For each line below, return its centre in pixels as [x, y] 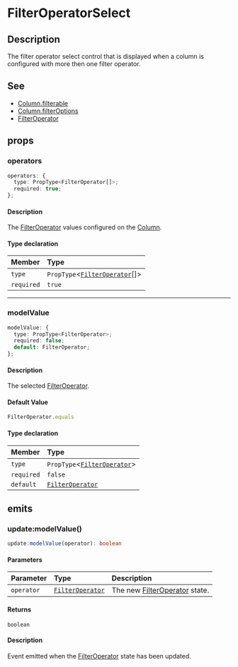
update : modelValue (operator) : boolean [64, 544]
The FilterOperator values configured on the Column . [85, 227]
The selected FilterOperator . [49, 386]
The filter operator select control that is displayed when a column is [106, 56]
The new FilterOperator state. [160, 590]
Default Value [28, 402]
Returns [19, 609]
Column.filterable [43, 103]
